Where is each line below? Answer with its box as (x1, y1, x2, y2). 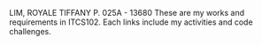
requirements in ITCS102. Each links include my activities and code (9, 17, 254, 27)
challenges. (9, 26, 51, 36)
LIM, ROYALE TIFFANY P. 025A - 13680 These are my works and (9, 8, 245, 18)
